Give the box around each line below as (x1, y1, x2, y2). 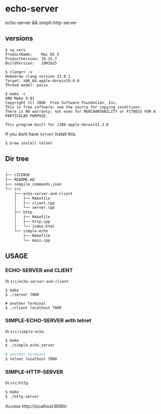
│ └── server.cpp (14, 205, 55, 210)
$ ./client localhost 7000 (5, 306, 62, 311)
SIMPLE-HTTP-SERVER (5, 368, 63, 375)
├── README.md (5, 177, 35, 182)
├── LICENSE (5, 173, 30, 178)
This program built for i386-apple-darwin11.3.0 (5, 122, 109, 127)
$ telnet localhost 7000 (5, 357, 57, 362)
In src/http (5, 380, 29, 386)
